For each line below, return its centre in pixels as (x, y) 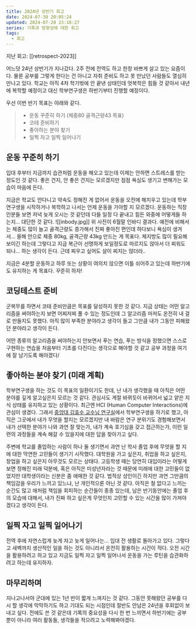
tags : (13, 33)
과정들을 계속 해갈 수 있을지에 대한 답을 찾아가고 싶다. (78, 434)
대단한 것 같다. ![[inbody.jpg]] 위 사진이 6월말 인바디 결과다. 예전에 (98, 221)
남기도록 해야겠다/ (39, 355)
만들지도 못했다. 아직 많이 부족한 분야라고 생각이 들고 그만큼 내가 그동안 (93, 321)
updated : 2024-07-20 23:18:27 (43, 22)
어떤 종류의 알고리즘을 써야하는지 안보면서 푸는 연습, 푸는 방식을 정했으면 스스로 (97, 341)
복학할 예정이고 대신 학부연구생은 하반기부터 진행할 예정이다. (81, 90)
